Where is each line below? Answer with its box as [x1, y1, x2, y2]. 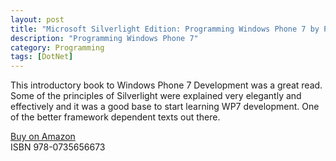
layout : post [10, 14, 65, 25]
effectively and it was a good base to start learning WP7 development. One [10, 101, 320, 113]
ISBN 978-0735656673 [10, 141, 106, 153]
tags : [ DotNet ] [10, 52, 74, 62]
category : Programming [10, 42, 105, 53]
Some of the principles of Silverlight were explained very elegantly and [10, 90, 302, 102]
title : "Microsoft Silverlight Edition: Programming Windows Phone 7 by [10, 24, 320, 34]
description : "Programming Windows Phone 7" [10, 33, 199, 43]
